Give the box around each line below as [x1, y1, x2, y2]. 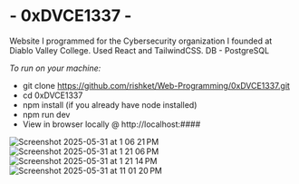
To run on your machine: [9, 63, 101, 73]
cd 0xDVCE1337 [22, 90, 83, 101]
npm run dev [22, 109, 71, 120]
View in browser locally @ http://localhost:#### [22, 119, 201, 130]
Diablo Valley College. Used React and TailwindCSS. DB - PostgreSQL [9, 44, 270, 55]
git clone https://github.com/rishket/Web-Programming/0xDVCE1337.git [22, 80, 290, 91]
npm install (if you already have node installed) [22, 99, 198, 110]
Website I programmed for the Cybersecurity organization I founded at [9, 35, 273, 46]
